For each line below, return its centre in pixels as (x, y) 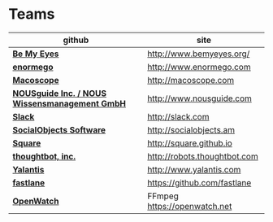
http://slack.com (178, 116)
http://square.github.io (190, 143)
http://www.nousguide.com (199, 98)
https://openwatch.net (190, 206)
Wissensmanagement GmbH (69, 103)
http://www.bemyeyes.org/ (199, 54)
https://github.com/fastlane (199, 182)
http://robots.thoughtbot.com (203, 156)
